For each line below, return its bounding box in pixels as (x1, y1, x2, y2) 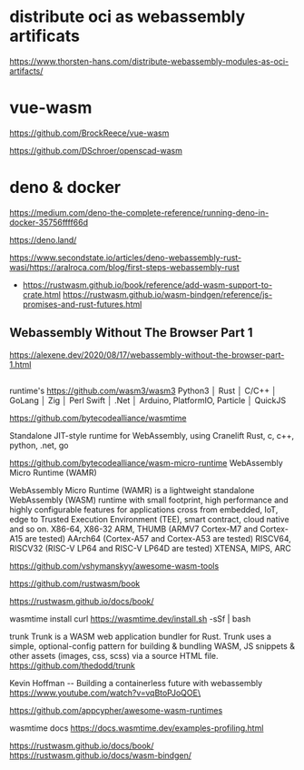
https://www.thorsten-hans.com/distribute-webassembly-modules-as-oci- (9, 56, 289, 66)
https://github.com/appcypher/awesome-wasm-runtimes (9, 705, 223, 716)
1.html (9, 359, 32, 370)
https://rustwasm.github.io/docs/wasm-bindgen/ (9, 750, 192, 761)
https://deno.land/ (9, 234, 77, 245)
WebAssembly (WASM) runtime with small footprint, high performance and (9, 494, 289, 506)
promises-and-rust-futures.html (22, 299, 142, 309)
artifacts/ (9, 66, 44, 76)
